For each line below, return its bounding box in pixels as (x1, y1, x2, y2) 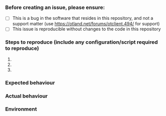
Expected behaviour (5, 79, 55, 86)
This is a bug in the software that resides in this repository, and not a (12, 15, 154, 21)
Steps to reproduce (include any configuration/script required (5, 39, 158, 46)
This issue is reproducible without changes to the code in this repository (12, 26, 161, 32)
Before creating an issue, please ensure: (5, 4, 105, 11)
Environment (5, 106, 37, 113)
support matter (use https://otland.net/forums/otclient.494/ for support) (12, 21, 160, 27)
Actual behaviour (5, 92, 48, 99)
